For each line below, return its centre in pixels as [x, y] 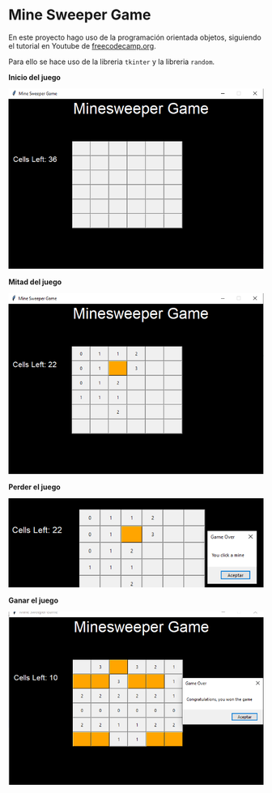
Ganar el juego [34, 600]
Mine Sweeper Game [80, 15]
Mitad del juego [35, 282]
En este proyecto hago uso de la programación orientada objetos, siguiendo [135, 37]
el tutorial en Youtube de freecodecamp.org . [82, 45]
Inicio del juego [34, 77]
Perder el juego [34, 487]
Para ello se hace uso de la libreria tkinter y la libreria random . [112, 62]
